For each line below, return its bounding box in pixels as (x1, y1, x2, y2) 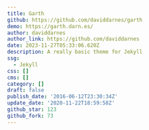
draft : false (7, 87, 45, 94)
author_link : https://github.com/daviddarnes (7, 36, 139, 43)
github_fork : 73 (7, 112, 54, 119)
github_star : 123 (7, 106, 57, 113)
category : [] (7, 80, 45, 87)
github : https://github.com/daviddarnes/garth (7, 17, 143, 23)
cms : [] (7, 74, 30, 81)
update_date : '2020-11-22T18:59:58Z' (7, 100, 115, 107)
